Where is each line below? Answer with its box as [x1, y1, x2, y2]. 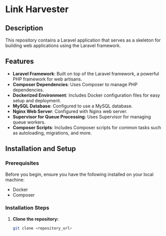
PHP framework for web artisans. [12, 76, 82, 82]
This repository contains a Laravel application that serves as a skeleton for [5, 37, 161, 43]
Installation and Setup [5, 144, 76, 153]
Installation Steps [5, 204, 50, 211]
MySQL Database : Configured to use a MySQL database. [12, 103, 133, 109]
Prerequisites [5, 160, 39, 167]
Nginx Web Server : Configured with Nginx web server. [12, 108, 128, 114]
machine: [5, 176, 25, 183]
